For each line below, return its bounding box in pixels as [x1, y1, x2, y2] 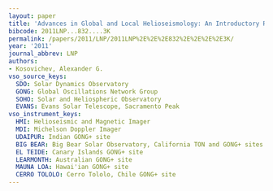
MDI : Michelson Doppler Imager [15, 125, 122, 133]
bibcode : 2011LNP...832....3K [8, 27, 111, 35]
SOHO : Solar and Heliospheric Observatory [15, 95, 162, 103]
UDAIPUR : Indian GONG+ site [15, 132, 111, 141]
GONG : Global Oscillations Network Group [15, 87, 158, 96]
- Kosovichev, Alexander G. [8, 65, 104, 73]
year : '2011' [8, 42, 53, 50]
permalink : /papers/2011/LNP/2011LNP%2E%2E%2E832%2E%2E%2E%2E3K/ [8, 34, 234, 43]
